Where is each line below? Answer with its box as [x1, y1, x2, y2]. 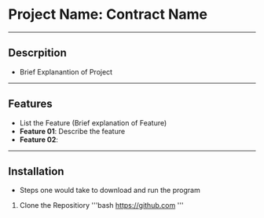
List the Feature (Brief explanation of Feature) [19, 118, 167, 127]
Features [8, 97, 53, 111]
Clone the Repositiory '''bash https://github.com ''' [19, 201, 184, 210]
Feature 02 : [19, 135, 59, 144]
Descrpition [8, 46, 67, 60]
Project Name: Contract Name [8, 5, 208, 24]
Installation [8, 165, 64, 178]
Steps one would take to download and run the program [19, 186, 200, 195]
